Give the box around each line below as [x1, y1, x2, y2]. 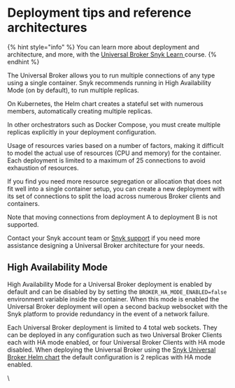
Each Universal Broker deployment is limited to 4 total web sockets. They [7, 323, 218, 331]
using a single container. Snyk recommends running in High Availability [7, 78, 212, 87]
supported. [7, 220, 39, 228]
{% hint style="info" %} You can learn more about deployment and [7, 43, 199, 51]
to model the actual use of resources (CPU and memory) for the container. [7, 149, 222, 157]
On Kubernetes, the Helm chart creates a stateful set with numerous [7, 99, 204, 107]
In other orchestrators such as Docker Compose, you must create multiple [7, 120, 221, 128]
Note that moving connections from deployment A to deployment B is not [7, 213, 218, 221]
